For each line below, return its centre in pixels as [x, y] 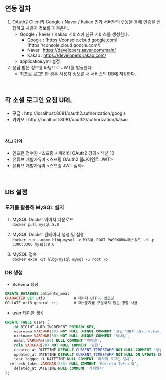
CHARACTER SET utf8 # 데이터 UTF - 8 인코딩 [60, 298]
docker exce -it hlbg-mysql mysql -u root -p [60, 259]
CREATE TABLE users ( [27, 322]
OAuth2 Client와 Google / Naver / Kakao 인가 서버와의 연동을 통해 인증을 [84, 22]
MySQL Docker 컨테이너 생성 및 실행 [48, 234]
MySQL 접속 [24, 254]
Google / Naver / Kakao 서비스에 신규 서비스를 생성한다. [74, 34]
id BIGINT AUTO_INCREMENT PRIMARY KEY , [55, 327]
